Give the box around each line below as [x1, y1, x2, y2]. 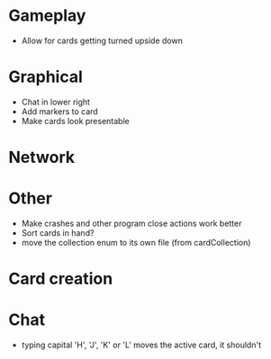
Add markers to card [21, 105, 98, 117]
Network [8, 148, 76, 167]
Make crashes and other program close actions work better [21, 218, 242, 229]
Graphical [8, 67, 83, 87]
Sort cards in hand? [21, 228, 95, 238]
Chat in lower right [21, 96, 91, 107]
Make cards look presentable [21, 115, 130, 126]
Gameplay [8, 5, 86, 26]
